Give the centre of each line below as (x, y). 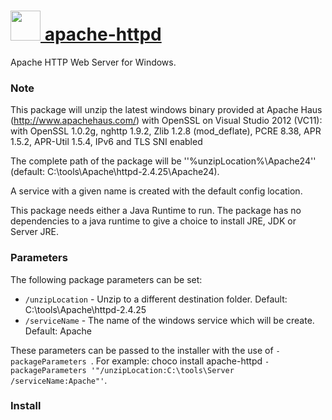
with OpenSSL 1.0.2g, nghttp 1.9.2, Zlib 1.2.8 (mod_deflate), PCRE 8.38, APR (166, 131)
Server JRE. (35, 232)
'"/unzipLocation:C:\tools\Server (162, 370)
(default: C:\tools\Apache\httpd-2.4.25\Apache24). (115, 172)
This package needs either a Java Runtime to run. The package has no (156, 211)
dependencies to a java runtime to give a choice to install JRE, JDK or (153, 221)
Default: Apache (58, 331)
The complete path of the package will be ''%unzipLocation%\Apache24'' (163, 161)
